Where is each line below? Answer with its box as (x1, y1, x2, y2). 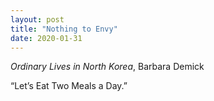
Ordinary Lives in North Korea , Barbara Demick (10, 61, 205, 73)
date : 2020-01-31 (10, 33, 83, 43)
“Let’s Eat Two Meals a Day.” (10, 80, 128, 92)
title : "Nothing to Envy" (10, 24, 118, 34)
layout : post (10, 14, 65, 25)
